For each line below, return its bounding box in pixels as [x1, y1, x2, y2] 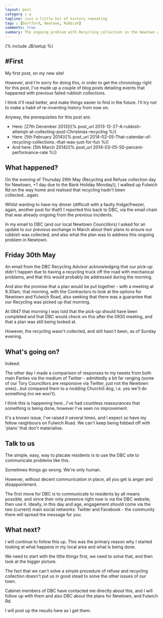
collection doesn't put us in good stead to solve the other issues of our [5, 573, 147, 579]
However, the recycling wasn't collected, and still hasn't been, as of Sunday [5, 328, 156, 334]
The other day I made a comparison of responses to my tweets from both [5, 370, 151, 376]
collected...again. [5, 192, 40, 198]
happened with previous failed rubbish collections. [5, 90, 106, 96]
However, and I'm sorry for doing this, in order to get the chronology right [5, 79, 152, 85]
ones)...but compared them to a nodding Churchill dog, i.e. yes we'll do [5, 386, 147, 391]
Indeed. [5, 361, 20, 367]
